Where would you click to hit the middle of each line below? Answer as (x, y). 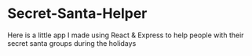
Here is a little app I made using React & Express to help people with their (126, 35)
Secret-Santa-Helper (77, 14)
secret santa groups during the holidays (72, 43)
